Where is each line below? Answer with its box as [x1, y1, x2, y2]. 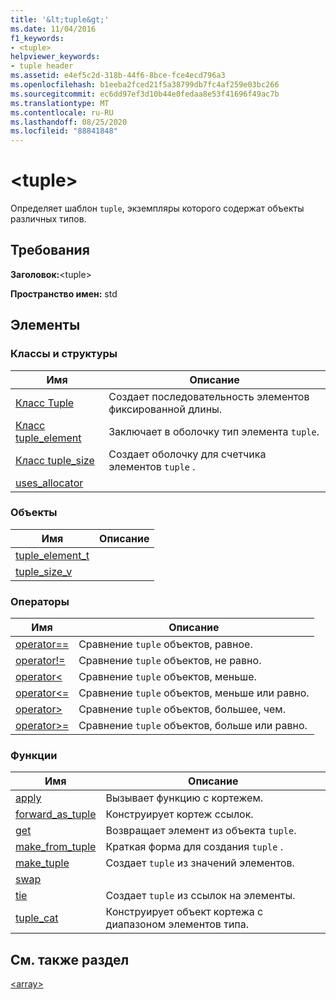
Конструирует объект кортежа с [105, 905, 264, 919]
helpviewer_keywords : [10, 52, 101, 62]
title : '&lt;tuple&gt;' [10, 14, 110, 25]
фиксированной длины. [108, 402, 223, 416]
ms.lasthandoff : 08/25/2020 [10, 117, 128, 127]
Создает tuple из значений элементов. [105, 856, 295, 870]
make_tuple [15, 856, 70, 870]
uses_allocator [15, 476, 84, 490]
